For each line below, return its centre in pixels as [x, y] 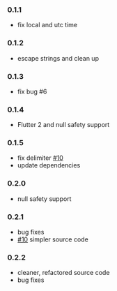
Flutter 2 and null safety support [63, 125]
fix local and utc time [47, 25]
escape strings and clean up [58, 58]
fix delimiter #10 [40, 158]
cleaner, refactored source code [63, 273]
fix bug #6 [32, 91]
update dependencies [49, 165]
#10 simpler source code [53, 239]
